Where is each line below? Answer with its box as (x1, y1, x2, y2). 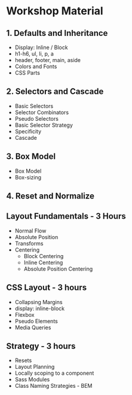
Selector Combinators (14, 109, 69, 116)
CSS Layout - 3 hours (6, 283, 87, 293)
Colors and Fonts (14, 63, 57, 70)
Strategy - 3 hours (6, 341, 76, 351)
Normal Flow (14, 227, 47, 234)
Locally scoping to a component (14, 369, 94, 377)
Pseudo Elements (14, 317, 58, 324)
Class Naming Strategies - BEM (14, 382, 93, 390)
